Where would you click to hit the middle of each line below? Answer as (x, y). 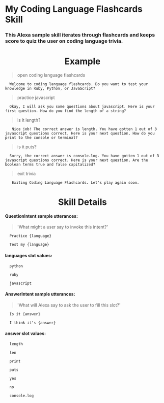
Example (82, 61)
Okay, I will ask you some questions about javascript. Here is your (82, 107)
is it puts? (27, 147)
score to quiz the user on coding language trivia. (64, 41)
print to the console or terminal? (41, 138)
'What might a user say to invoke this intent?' (62, 227)
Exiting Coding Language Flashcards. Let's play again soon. (75, 183)
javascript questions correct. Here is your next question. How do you (80, 134)
